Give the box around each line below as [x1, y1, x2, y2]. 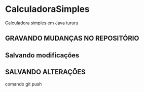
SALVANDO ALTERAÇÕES [5, 68, 86, 76]
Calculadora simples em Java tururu [5, 20, 79, 26]
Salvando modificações [5, 51, 80, 59]
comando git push [5, 81, 42, 87]
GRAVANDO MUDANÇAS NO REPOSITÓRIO [5, 34, 140, 43]
